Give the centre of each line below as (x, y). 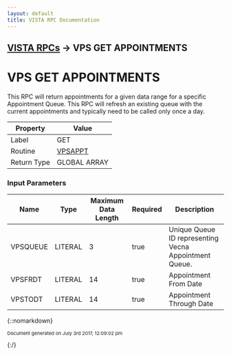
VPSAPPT (73, 151)
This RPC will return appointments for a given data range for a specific (107, 97)
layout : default (30, 13)
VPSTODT (27, 299)
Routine (23, 151)
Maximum (107, 201)
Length (107, 218)
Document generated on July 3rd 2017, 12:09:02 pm (65, 334)
